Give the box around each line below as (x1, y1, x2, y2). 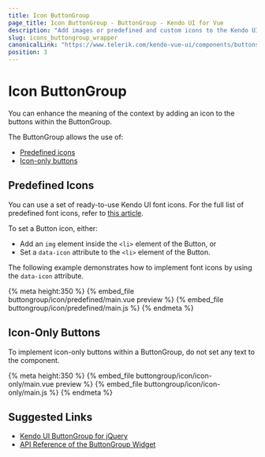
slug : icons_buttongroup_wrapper (8, 33, 118, 42)
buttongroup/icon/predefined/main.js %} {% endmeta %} (8, 303, 195, 312)
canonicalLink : (8, 41, 58, 49)
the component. (8, 355, 60, 364)
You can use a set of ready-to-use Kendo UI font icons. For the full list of (8, 199, 244, 210)
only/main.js (8, 387, 47, 397)
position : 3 (8, 48, 47, 56)
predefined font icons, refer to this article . (8, 208, 144, 217)
